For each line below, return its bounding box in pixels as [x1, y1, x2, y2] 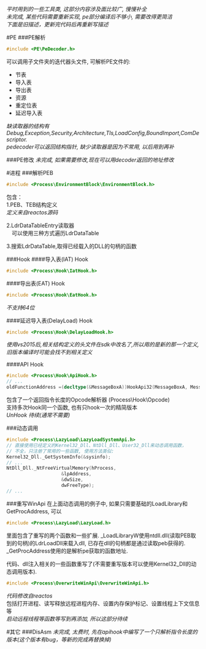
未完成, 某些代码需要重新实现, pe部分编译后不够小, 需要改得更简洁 [6, 13, 173, 20]
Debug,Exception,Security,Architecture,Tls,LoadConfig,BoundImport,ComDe [6, 129, 200, 136]
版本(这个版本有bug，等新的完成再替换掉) [6, 635, 112, 643]
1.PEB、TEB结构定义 [6, 201, 58, 208]
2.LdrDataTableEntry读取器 [6, 222, 75, 229]
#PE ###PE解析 [6, 34, 46, 41]
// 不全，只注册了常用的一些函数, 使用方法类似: [6, 448, 115, 454]
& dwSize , [61, 476, 84, 483]
